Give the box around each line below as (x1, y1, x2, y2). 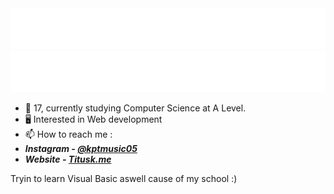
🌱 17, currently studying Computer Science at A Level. (24, 102, 247, 114)
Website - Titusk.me (24, 153, 112, 165)
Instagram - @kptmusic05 (24, 142, 138, 154)
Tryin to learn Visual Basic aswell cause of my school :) (10, 172, 238, 184)
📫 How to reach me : (24, 128, 113, 140)
